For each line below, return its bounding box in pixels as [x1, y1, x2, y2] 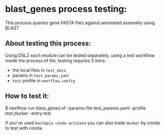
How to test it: [5, 92, 50, 101]
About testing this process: [5, 39, 91, 48]
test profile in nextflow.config [12, 77, 75, 83]
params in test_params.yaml [12, 72, 70, 78]
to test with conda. [5, 125, 44, 131]
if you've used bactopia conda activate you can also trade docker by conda [5, 120, 160, 126]
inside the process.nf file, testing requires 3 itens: [5, 58, 107, 64]
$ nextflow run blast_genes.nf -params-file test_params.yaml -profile [5, 105, 146, 111]
